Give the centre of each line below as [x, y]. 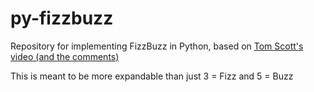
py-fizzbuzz [62, 18]
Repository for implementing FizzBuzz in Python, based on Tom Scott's [157, 46]
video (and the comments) [65, 56]
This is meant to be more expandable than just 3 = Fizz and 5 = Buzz [152, 76]
